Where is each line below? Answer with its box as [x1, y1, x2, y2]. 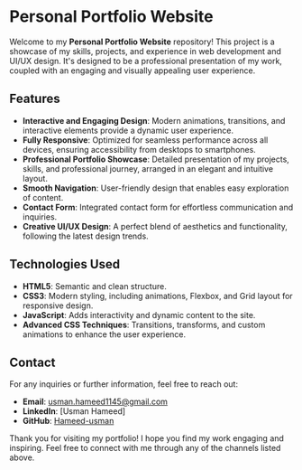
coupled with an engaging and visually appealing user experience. [9, 65, 256, 76]
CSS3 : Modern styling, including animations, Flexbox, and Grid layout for [22, 290, 293, 301]
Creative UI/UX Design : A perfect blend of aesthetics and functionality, [22, 221, 288, 231]
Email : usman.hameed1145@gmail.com [22, 396, 169, 408]
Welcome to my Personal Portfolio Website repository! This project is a [9, 36, 275, 47]
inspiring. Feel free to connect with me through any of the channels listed [9, 443, 281, 454]
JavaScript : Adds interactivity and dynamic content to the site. [22, 309, 256, 320]
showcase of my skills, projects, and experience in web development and [9, 45, 282, 56]
